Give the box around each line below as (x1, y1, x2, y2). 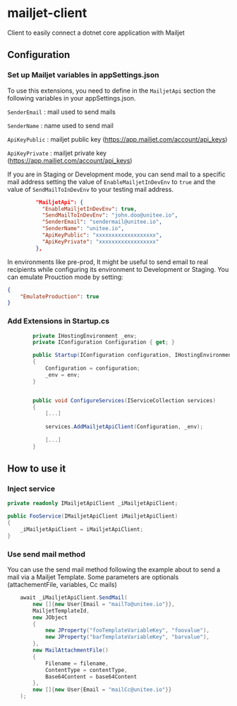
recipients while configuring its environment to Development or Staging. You (7, 265, 229, 273)
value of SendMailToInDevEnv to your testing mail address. (7, 185, 174, 193)
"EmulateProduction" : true (20, 292, 99, 300)
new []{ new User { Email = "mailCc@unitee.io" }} (32, 686, 172, 693)
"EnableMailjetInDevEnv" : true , (42, 205, 138, 212)
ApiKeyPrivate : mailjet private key (7, 149, 107, 157)
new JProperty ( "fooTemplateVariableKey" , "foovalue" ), (44, 627, 210, 634)
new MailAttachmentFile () (32, 647, 109, 654)
